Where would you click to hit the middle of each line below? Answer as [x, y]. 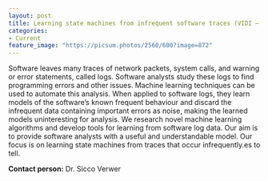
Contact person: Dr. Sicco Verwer [65, 169]
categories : [28, 30]
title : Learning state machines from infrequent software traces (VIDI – [134, 23]
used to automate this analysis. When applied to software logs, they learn [129, 94]
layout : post [30, 16]
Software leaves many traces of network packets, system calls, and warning [134, 68]
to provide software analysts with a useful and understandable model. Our [130, 136]
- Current [25, 38]
